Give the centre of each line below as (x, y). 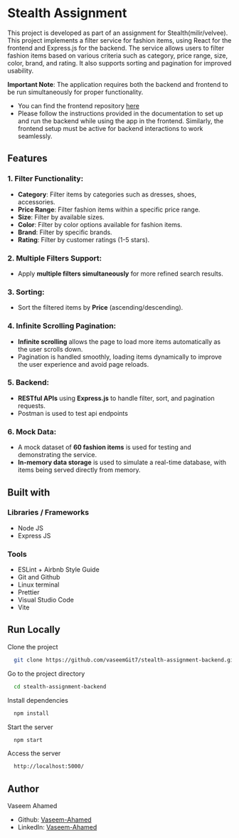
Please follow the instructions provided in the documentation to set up (120, 113)
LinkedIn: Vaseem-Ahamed (57, 827)
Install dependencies (38, 700)
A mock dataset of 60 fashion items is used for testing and (105, 447)
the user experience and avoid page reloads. (83, 364)
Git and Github (39, 577)
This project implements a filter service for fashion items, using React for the (119, 40)
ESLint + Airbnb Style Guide (58, 570)
